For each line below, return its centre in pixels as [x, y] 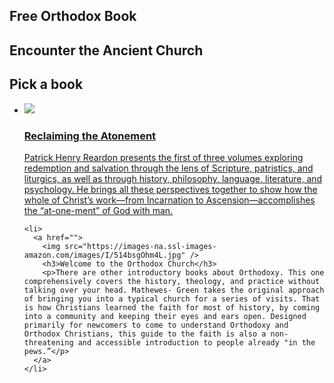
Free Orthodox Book [73, 16]
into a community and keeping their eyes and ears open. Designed [165, 316]
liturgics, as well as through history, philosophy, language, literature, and [173, 178]
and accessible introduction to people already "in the [196, 342]
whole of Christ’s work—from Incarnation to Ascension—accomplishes [169, 200]
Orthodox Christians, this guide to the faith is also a [145, 334]
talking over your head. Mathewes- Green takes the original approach [174, 290]
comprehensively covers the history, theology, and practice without [172, 281]
